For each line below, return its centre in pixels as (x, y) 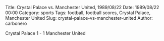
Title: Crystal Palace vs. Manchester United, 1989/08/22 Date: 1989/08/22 (82, 7)
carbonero (16, 23)
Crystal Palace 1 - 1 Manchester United (45, 33)
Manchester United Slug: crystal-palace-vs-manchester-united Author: (79, 18)
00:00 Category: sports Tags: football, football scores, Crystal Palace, (78, 13)
